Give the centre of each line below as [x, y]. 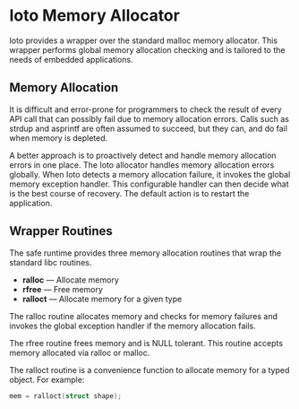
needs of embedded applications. [71, 59]
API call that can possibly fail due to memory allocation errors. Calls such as [149, 118]
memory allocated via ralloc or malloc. [80, 352]
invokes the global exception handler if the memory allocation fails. [133, 326]
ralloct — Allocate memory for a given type [102, 299]
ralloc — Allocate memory [70, 280]
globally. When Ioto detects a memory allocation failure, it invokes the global [150, 174]
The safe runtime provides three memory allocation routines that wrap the [145, 253]
